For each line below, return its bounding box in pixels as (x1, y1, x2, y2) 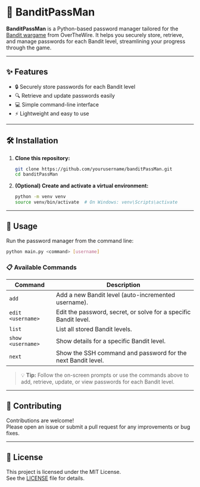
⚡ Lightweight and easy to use (14, 110, 89, 117)
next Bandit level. (56, 357, 104, 365)
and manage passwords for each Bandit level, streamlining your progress (6, 38, 186, 45)
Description (106, 281, 141, 289)
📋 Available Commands (6, 263, 77, 271)
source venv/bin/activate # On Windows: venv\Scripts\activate (14, 199, 178, 205)
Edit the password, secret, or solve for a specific (56, 308, 191, 316)
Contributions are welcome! (6, 417, 74, 424)
